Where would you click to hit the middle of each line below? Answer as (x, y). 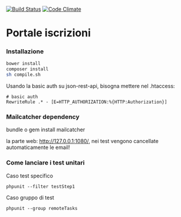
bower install (24, 64)
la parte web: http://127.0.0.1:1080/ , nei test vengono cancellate (83, 141)
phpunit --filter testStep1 (41, 186)
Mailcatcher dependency (43, 117)
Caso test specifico (29, 176)
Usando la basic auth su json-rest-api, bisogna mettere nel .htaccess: (90, 86)
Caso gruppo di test (30, 197)
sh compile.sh (24, 75)
